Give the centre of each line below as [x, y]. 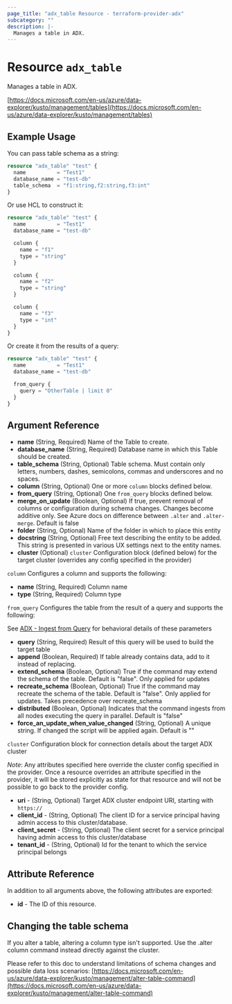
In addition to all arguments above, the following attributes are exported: [110, 891]
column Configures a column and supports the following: [87, 574]
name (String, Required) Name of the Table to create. [93, 442]
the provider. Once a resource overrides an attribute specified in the [104, 772]
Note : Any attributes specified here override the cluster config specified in [113, 765]
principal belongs [42, 852]
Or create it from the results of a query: [63, 346]
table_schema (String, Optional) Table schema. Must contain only [111, 464]
